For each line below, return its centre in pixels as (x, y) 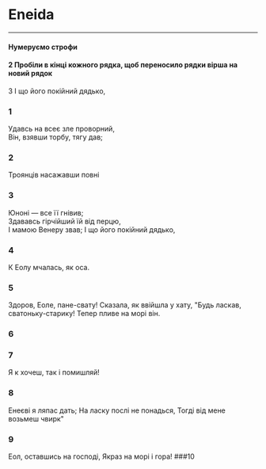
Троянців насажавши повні (54, 175)
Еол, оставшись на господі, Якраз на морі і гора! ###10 (102, 456)
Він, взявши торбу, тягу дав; (55, 137)
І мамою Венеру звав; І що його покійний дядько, (92, 229)
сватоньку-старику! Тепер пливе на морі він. (84, 314)
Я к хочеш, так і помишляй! (54, 372)
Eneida (31, 15)
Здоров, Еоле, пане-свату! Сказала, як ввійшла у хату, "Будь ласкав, (125, 305)
